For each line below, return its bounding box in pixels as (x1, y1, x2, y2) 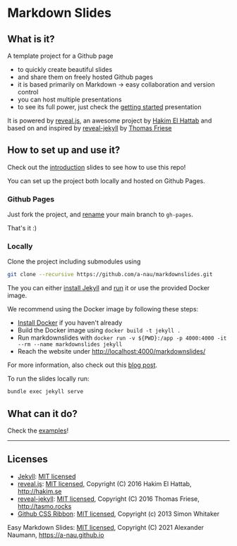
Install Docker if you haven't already (17, 318, 123, 327)
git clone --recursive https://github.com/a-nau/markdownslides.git (7, 271, 213, 278)
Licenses (7, 453, 48, 466)
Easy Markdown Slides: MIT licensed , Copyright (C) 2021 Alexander (7, 523, 205, 531)
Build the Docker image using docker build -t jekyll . (17, 326, 181, 335)
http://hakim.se (17, 487, 62, 495)
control (17, 88, 39, 96)
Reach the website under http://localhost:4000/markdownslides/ (17, 347, 206, 356)
